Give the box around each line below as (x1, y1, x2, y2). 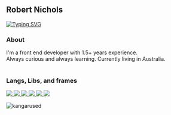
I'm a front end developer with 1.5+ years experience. (6, 49, 138, 56)
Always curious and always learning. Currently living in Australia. (6, 55, 166, 63)
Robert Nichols (6, 5, 63, 15)
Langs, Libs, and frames (6, 77, 78, 85)
